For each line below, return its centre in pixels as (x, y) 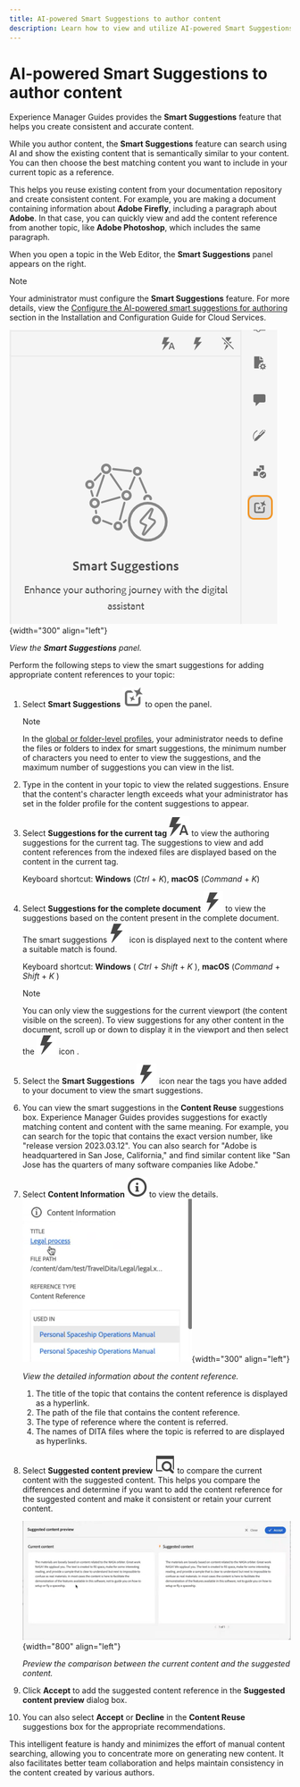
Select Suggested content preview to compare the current (142, 1471)
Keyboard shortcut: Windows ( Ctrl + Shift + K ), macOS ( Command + (151, 967)
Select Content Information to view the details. (120, 1194)
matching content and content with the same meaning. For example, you (155, 1127)
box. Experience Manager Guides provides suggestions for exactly (145, 1117)
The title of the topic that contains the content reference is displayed (162, 1394)
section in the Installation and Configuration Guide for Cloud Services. (137, 318)
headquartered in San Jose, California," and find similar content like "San (156, 1156)
